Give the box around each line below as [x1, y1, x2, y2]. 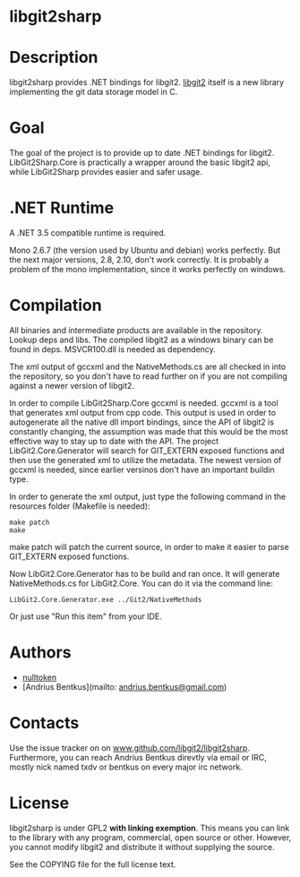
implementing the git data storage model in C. [9, 87, 178, 98]
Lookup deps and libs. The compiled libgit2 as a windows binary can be [9, 334, 274, 345]
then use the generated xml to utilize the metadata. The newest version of [9, 454, 282, 465]
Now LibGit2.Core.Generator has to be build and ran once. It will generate [9, 568, 280, 579]
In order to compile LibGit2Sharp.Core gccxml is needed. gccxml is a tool [9, 397, 279, 408]
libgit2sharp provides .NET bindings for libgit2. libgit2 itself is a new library [9, 77, 285, 88]
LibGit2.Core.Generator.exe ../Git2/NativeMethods [9, 595, 202, 604]
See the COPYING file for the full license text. [9, 858, 176, 870]
